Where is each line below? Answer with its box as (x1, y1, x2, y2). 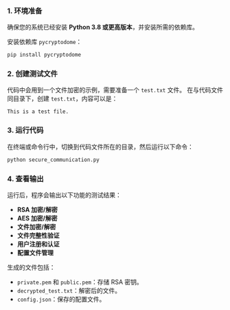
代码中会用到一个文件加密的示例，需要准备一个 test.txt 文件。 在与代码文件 (7, 86, 224, 94)
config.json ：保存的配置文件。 (16, 295, 106, 303)
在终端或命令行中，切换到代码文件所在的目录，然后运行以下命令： (7, 143, 194, 151)
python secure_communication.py (7, 156, 100, 163)
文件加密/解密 (16, 223, 56, 231)
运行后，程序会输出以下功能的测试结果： (7, 191, 122, 199)
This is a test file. (7, 108, 69, 115)
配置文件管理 (16, 248, 54, 256)
